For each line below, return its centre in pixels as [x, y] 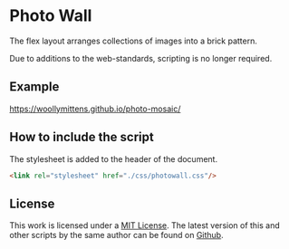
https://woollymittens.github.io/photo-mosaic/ [95, 109]
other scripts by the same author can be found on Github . [116, 235]
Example [34, 87]
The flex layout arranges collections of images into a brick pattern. [134, 41]
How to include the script [82, 137]
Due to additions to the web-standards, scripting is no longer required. [141, 58]
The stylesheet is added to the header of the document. [114, 158]
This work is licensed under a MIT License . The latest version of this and [145, 225]
